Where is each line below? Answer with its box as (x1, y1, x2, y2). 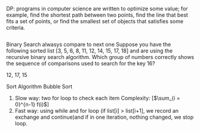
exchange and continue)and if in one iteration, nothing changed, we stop (14, 113, 194, 120)
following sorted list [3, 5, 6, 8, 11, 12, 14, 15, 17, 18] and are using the (6, 47, 173, 54)
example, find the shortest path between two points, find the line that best (6, 11, 188, 18)
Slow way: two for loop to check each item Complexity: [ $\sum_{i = (14, 95, 180, 101)
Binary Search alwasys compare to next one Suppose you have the (6, 41, 171, 48)
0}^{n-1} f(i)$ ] (14, 101, 50, 108)
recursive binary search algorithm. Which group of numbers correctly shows (6, 54, 195, 60)
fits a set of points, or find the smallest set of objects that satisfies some (6, 18, 184, 24)
